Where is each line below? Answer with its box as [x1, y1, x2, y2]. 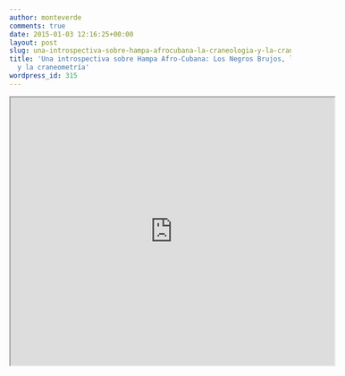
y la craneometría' [17, 63, 90, 72]
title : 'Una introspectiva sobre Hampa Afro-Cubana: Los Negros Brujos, [9, 54, 286, 63]
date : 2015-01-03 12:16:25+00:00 [9, 29, 134, 38]
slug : [9, 46, 29, 55]
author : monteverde [9, 13, 82, 22]
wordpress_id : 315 [9, 71, 78, 80]
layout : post [9, 38, 58, 47]
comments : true [9, 21, 66, 30]
